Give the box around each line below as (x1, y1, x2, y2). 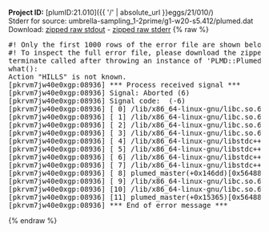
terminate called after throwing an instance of (8, 56, 203, 65)
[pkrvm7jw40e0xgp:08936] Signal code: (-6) (8, 96, 187, 105)
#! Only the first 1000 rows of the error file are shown (8, 40, 241, 49)
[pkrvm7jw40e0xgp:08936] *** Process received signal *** (8, 80, 241, 89)
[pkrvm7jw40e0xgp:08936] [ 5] (8, 144, 127, 153)
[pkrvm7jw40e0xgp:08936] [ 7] (8, 161, 127, 169)
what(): (8, 64, 38, 73)
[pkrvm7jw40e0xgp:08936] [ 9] (8, 177, 127, 185)
